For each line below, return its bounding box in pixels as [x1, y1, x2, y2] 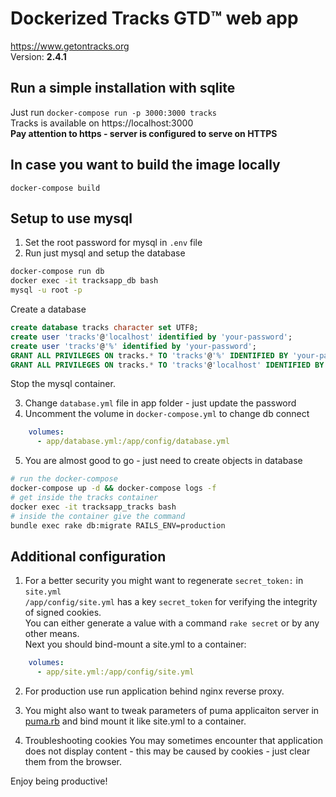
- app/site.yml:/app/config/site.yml [36, 667, 195, 677]
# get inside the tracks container [10, 492, 159, 502]
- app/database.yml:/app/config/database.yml [36, 437, 230, 447]
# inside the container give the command [10, 511, 186, 521]
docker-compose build [10, 183, 101, 193]
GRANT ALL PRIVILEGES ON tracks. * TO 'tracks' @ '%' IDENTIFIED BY [10, 350, 289, 361]
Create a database [10, 303, 87, 315]
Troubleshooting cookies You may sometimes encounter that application [24, 734, 323, 746]
